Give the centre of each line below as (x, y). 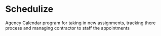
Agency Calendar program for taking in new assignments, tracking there (80, 23)
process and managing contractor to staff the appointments (68, 28)
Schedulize (29, 9)
